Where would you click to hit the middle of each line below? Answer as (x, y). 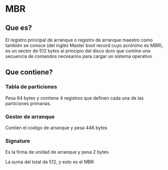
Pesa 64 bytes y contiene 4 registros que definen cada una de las (75, 98)
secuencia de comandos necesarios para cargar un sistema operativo (79, 56)
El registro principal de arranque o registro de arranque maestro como (79, 40)
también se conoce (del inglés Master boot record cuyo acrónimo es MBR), (84, 45)
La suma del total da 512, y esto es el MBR (50, 162)
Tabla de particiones (31, 87)
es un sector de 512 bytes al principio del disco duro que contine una (78, 51)
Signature (18, 141)
